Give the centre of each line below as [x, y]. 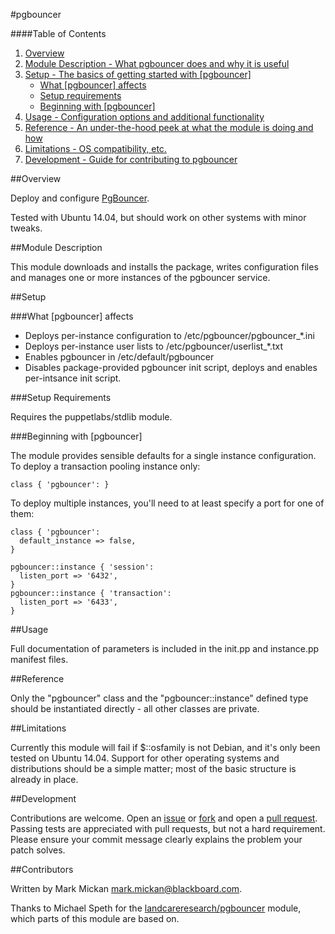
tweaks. [26, 228]
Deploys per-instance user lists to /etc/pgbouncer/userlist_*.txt [154, 346]
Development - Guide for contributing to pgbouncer [131, 159]
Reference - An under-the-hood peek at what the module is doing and [169, 127]
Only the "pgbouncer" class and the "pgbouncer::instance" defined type [159, 698]
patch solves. [38, 850]
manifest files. [39, 659]
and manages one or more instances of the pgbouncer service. [140, 277]
